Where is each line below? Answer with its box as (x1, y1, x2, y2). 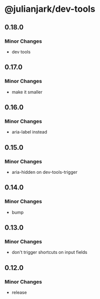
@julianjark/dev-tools (4, 3, 96, 15)
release (11, 290, 27, 295)
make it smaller (11, 89, 43, 95)
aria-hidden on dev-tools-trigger (11, 169, 78, 175)
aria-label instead (11, 129, 48, 135)
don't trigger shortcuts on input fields (11, 249, 88, 255)
